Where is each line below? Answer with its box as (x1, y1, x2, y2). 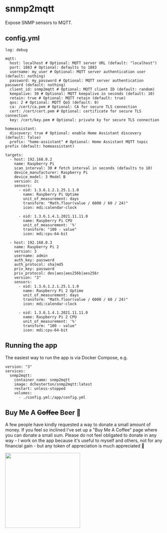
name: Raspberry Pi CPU (23, 218, 72, 223)
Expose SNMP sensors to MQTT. (5, 20, 73, 26)
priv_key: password (14, 266, 55, 271)
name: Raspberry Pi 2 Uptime (23, 288, 84, 293)
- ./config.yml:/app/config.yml (18, 395, 86, 400)
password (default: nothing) (5, 82, 66, 88)
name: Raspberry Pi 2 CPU (23, 314, 77, 319)
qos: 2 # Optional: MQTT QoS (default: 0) (9, 100, 99, 105)
